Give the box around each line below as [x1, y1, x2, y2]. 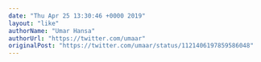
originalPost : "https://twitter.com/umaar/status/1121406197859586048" [8, 42, 254, 50]
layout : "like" [8, 19, 60, 27]
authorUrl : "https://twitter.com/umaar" [8, 34, 147, 43]
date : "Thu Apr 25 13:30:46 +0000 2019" [8, 11, 147, 20]
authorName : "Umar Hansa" [8, 27, 95, 35]
